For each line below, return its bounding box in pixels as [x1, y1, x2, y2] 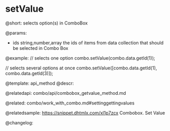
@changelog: [5, 119, 34, 125]
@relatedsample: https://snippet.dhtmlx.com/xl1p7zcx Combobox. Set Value [5, 110, 165, 116]
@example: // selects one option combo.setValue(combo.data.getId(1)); [5, 55, 156, 61]
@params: [5, 30, 27, 36]
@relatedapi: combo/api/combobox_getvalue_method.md [5, 90, 126, 96]
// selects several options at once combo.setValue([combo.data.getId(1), [5, 65, 157, 71]
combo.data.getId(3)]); [5, 70, 54, 76]
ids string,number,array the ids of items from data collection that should [12, 39, 164, 46]
